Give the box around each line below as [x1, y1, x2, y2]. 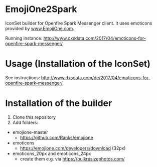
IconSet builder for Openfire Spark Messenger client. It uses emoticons [5, 20, 152, 26]
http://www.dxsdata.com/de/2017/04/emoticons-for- [41, 74, 150, 81]
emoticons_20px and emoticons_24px [12, 150, 91, 156]
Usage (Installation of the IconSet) [5, 58, 150, 70]
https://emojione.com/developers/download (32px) [20, 145, 126, 151]
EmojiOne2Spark [5, 4, 77, 15]
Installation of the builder [5, 98, 112, 109]
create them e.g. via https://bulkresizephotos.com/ [20, 155, 125, 161]
